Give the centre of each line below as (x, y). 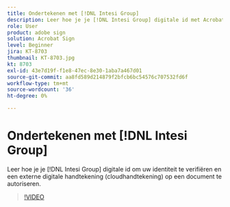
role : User (23, 26)
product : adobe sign (37, 32)
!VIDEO (34, 197)
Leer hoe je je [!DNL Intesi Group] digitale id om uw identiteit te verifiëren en (114, 169)
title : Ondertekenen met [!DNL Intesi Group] (73, 13)
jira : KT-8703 (27, 52)
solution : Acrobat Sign (41, 39)
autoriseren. (24, 183)
